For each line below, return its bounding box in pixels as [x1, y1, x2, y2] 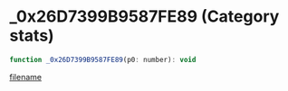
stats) [9, 25, 54, 46]
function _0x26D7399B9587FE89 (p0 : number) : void [9, 55, 197, 64]
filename [9, 71, 43, 82]
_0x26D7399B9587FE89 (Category [9, 6, 280, 27]
